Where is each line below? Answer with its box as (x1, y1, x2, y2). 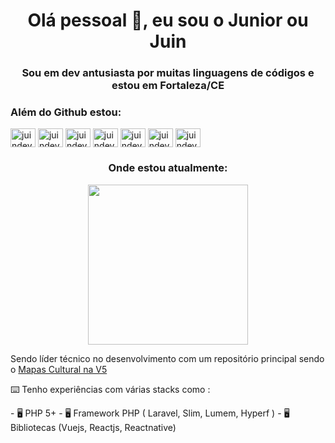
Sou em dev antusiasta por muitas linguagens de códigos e (21, 66, 315, 80)
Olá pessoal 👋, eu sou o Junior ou (27, 9, 309, 32)
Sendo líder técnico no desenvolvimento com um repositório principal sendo (10, 352, 325, 364)
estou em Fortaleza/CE (111, 79, 225, 93)
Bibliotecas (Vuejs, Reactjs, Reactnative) (10, 421, 177, 433)
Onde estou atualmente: (108, 161, 228, 175)
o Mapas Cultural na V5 (10, 363, 108, 375)
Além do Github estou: (10, 105, 122, 119)
